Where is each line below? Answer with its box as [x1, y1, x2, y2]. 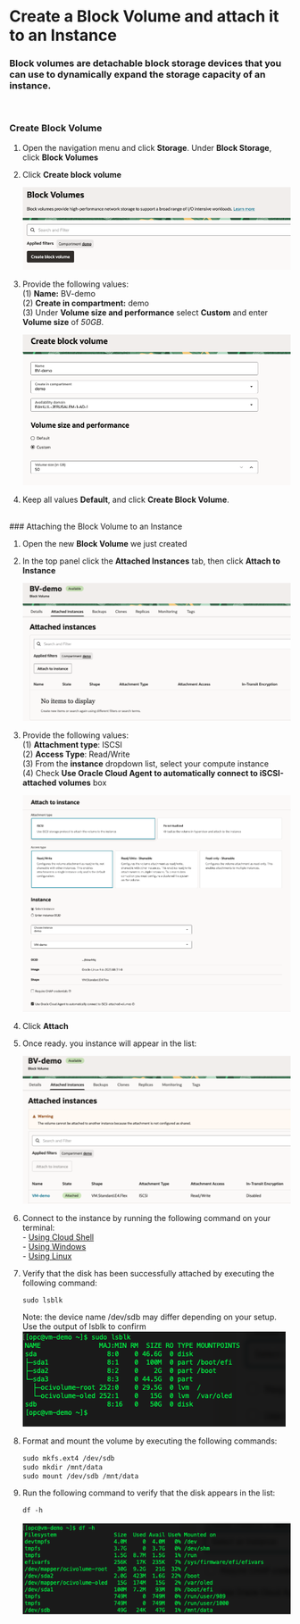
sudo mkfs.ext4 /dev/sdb [21, 1453, 115, 1462]
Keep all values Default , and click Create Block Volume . [21, 494, 229, 506]
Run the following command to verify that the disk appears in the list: [21, 1487, 276, 1498]
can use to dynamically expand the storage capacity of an [9, 69, 266, 81]
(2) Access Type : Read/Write [21, 749, 130, 760]
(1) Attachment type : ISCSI [21, 740, 122, 750]
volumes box [57, 777, 107, 788]
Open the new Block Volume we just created [21, 539, 187, 549]
